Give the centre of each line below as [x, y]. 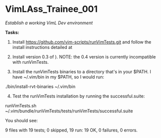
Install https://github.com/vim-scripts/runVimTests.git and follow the [82, 42]
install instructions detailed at [42, 47]
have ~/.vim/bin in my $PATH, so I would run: [58, 77]
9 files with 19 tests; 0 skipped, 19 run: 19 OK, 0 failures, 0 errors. [71, 130]
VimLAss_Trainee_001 [52, 9]
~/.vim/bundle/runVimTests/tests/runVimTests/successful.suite [69, 111]
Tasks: [12, 32]
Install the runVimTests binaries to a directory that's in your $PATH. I [81, 71]
